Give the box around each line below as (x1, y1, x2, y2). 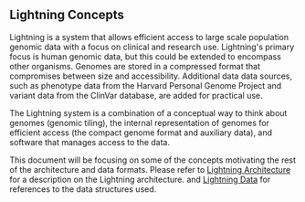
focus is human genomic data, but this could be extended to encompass (9, 50, 281, 62)
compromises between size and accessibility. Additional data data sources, (9, 70, 292, 81)
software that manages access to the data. (9, 136, 171, 147)
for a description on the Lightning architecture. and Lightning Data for (9, 174, 271, 185)
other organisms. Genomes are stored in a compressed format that (9, 60, 261, 71)
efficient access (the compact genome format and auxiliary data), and (9, 127, 272, 138)
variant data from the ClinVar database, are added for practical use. (9, 90, 263, 101)
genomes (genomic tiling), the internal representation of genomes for (9, 117, 269, 128)
